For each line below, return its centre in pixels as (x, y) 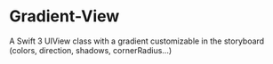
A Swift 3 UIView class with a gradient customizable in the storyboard (137, 41)
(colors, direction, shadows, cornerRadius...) (91, 50)
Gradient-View (64, 16)
